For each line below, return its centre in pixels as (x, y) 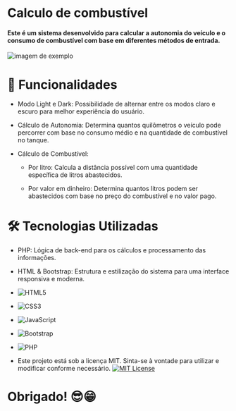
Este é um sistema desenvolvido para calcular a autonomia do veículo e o (117, 32)
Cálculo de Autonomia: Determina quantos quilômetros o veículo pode (119, 125)
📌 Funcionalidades (62, 84)
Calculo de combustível (78, 13)
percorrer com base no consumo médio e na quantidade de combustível (122, 133)
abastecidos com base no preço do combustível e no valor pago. (122, 196)
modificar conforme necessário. (64, 369)
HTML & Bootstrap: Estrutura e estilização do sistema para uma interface (123, 271)
